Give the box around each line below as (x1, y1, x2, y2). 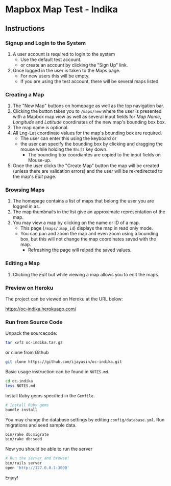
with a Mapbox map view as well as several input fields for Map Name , (12, 114, 162, 120)
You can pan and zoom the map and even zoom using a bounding (20, 231, 159, 237)
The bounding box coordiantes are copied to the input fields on (28, 152, 161, 158)
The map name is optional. (12, 125, 69, 131)
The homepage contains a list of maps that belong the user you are (12, 198, 154, 204)
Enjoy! (5, 474, 19, 480)
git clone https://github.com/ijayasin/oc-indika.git (5, 359, 123, 364)
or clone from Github (5, 350, 50, 356)
